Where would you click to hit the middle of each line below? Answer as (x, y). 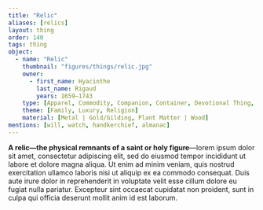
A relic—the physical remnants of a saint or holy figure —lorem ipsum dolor (131, 147)
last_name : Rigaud (66, 88)
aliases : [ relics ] (38, 23)
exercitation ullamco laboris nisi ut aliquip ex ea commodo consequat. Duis (129, 172)
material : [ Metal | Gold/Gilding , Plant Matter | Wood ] (116, 118)
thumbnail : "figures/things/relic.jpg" (88, 67)
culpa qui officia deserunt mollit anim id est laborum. (93, 197)
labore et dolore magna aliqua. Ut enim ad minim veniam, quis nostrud (121, 164)
